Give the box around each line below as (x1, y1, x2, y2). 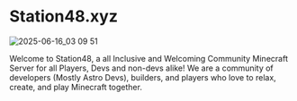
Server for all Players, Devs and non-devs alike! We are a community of (9, 63, 274, 73)
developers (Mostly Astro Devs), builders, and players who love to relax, (9, 72, 276, 82)
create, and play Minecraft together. (9, 81, 142, 92)
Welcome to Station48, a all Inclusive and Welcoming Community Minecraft (9, 53, 288, 63)
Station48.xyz (9, 6, 119, 27)
